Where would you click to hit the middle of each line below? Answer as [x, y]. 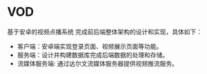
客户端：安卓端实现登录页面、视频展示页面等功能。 [90, 46]
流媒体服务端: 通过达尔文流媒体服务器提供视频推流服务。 [97, 63]
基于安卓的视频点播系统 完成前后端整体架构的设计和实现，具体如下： [105, 32]
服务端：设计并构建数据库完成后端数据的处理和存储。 [93, 55]
